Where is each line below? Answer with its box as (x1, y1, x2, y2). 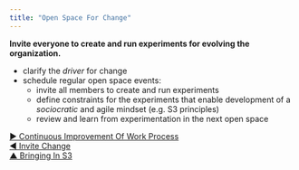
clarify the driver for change (22, 65, 128, 76)
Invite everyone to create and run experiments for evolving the (9, 38, 250, 49)
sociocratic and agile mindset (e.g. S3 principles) (35, 103, 220, 114)
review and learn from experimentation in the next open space (35, 113, 269, 124)
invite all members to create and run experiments (35, 84, 219, 95)
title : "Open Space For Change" (9, 13, 131, 23)
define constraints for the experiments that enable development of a (35, 94, 292, 105)
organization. (9, 47, 62, 59)
